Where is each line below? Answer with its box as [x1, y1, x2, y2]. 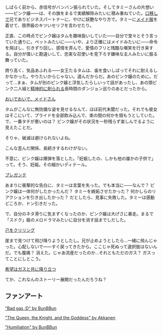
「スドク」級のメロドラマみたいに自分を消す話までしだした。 [5, 217, 129, 223]
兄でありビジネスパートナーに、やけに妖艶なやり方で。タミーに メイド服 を [9, 17, 158, 22]
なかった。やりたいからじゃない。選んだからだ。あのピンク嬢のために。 [9, 73, 154, 79]
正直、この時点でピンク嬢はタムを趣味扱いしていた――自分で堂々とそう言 [5, 33, 154, 38]
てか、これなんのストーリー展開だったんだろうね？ [5, 277, 107, 282]
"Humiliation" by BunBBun [5, 324, 57, 330]
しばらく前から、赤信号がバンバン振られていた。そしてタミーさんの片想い [5, 4, 154, 10]
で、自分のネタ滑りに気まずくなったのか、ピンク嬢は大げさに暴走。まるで [5, 211, 154, 216]
